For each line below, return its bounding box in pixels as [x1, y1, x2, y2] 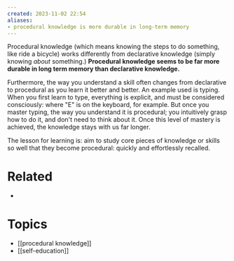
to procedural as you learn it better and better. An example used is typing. [7, 85, 221, 94]
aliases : [7, 17, 33, 24]
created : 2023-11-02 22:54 [7, 10, 86, 17]
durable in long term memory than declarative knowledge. [7, 64, 180, 73]
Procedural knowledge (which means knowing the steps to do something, [7, 43, 220, 51]
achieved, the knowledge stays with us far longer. [7, 123, 151, 132]
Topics [7, 216, 48, 232]
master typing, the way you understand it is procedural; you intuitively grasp [7, 108, 228, 116]
